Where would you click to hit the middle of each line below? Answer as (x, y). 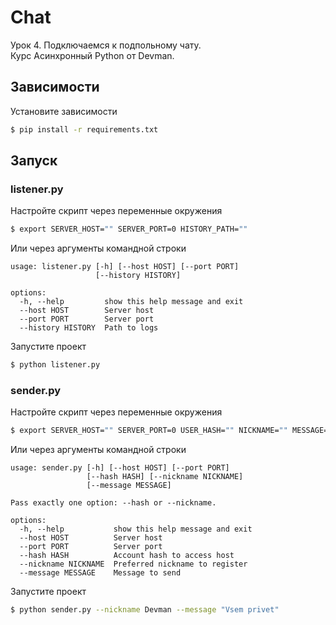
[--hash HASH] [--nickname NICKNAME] (165, 477)
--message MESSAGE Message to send (100, 573)
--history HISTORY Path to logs (89, 328)
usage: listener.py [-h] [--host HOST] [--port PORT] (125, 267)
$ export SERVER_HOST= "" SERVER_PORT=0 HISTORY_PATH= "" (129, 229)
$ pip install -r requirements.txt (84, 129)
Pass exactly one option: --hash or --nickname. (113, 503)
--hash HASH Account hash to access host (127, 556)
